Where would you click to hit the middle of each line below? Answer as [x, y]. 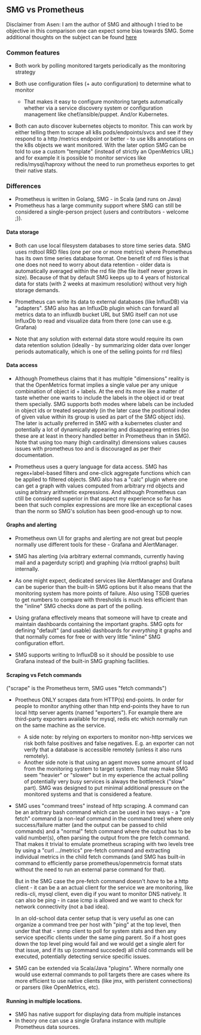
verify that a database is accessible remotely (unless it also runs [103, 750]
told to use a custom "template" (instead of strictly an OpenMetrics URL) [104, 152]
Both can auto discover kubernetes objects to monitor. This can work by [103, 126]
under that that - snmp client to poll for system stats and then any [95, 931]
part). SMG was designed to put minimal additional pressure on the [106, 788]
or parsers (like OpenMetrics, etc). [57, 987]
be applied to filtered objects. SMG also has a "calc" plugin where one [101, 479]
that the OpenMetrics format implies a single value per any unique [96, 385]
